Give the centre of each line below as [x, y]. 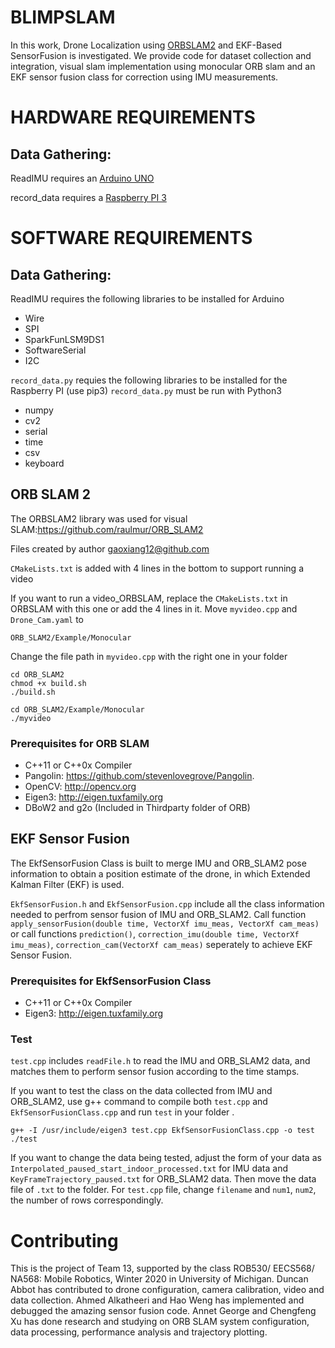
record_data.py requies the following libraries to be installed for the [149, 380]
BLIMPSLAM [63, 17]
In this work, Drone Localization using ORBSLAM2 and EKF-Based [146, 45]
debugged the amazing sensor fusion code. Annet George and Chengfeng [163, 1311]
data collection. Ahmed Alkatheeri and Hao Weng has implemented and [157, 1300]
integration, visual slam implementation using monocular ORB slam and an [163, 66]
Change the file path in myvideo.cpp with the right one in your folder [149, 656]
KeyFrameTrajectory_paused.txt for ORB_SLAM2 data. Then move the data [163, 1179]
